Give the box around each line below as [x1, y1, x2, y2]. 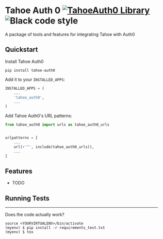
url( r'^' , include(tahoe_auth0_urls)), [14, 144, 95, 149]
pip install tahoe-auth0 [5, 68, 55, 73]
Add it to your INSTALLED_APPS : [5, 76, 65, 82]
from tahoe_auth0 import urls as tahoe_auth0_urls [5, 122, 110, 127]
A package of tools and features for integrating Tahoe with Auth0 [5, 31, 135, 37]
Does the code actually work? [5, 212, 65, 217]
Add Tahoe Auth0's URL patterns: [5, 113, 72, 119]
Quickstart [5, 45, 38, 54]
